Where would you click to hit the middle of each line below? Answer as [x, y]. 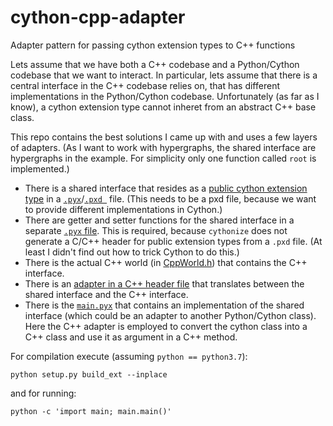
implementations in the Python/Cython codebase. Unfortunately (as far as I [165, 96]
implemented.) [40, 168]
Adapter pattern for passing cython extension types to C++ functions [153, 45]
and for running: [43, 393]
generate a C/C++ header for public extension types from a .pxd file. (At [173, 241]
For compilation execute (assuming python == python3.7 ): [129, 356]
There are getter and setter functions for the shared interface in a [159, 220]
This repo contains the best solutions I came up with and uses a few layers [164, 137]
